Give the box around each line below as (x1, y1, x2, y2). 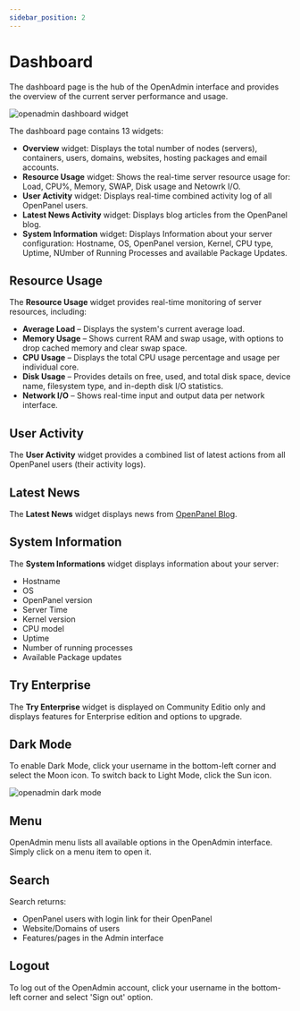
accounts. (21, 162, 60, 173)
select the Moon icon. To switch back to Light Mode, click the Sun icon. (9, 770, 272, 781)
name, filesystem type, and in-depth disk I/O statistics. (21, 381, 224, 392)
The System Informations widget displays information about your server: (9, 558, 279, 569)
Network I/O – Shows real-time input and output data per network (21, 390, 265, 401)
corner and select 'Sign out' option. (22, 991, 154, 1002)
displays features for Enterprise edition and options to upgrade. (9, 710, 243, 721)
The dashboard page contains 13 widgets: (9, 125, 163, 136)
